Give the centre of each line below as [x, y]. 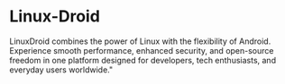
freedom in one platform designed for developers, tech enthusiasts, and [143, 60]
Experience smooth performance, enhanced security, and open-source [142, 50]
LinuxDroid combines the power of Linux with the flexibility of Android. [140, 41]
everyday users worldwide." [61, 70]
